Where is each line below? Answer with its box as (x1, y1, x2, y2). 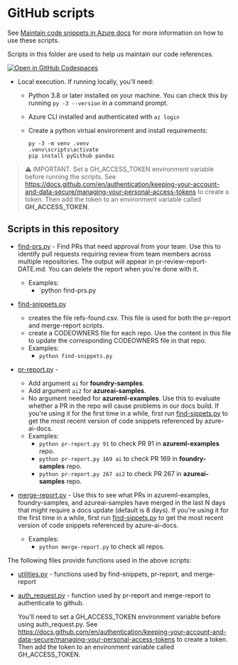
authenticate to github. (17, 598, 85, 607)
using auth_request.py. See (17, 620, 98, 628)
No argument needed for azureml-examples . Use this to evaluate (28, 394, 221, 402)
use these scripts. (7, 36, 60, 44)
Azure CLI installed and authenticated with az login (28, 112, 180, 121)
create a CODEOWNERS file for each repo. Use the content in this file (28, 328, 232, 337)
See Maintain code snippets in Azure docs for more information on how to (7, 28, 224, 37)
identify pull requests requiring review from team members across (17, 249, 212, 258)
